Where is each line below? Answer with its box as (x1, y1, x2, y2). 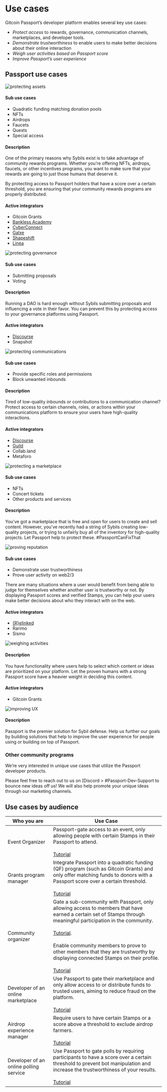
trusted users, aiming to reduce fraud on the (53, 988, 156, 995)
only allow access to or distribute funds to (53, 982, 151, 989)
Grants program (7, 872, 45, 879)
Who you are (12, 817, 44, 824)
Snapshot (12, 339, 32, 345)
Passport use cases (5, 70, 68, 79)
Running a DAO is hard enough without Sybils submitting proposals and (5, 300, 151, 306)
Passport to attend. (53, 838, 98, 845)
